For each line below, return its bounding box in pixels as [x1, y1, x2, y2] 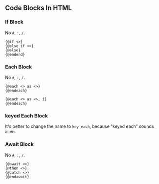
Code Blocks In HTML [5, 4, 72, 12]
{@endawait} [5, 174, 29, 179]
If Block [5, 19, 23, 25]
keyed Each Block [5, 112, 48, 119]
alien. [5, 129, 16, 135]
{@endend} [5, 52, 25, 57]
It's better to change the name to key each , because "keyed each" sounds [5, 123, 154, 129]
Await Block [5, 141, 34, 148]
